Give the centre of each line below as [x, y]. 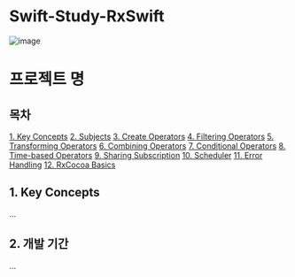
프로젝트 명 [47, 79]
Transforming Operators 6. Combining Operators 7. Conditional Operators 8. [147, 146]
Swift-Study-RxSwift [87, 16]
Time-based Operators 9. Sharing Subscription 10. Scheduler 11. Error [136, 155]
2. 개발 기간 [39, 244]
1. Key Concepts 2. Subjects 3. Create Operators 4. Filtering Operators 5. [142, 136]
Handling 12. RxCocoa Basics [62, 165]
